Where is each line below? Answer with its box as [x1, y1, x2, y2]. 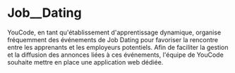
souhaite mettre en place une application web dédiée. [7, 58, 164, 66]
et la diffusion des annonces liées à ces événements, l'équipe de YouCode [7, 51, 224, 59]
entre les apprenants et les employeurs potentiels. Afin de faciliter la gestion [7, 43, 229, 51]
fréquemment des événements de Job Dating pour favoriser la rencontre [7, 35, 219, 44]
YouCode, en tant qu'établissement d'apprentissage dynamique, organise [7, 28, 222, 36]
